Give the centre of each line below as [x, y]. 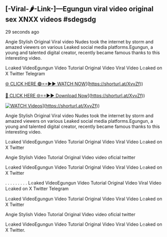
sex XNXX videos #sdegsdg [51, 20]
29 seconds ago [22, 32]
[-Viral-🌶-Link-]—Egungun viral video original [79, 9]
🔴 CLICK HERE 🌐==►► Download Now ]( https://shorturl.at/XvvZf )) [75, 95]
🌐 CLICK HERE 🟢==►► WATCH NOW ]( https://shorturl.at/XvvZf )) [74, 84]
